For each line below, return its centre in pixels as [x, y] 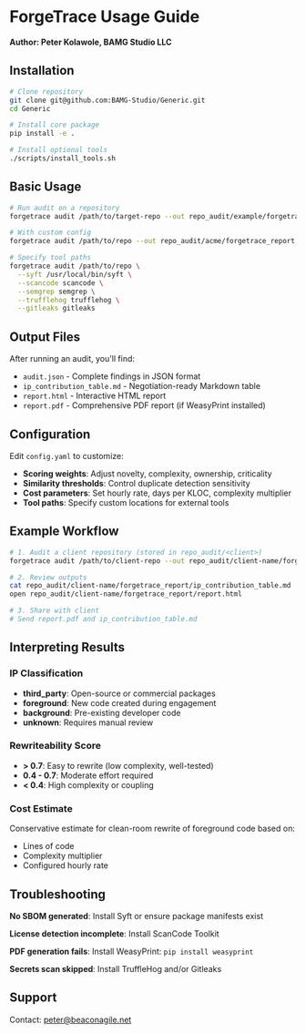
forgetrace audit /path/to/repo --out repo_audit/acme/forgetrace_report [153, 241]
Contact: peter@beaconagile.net [71, 1019]
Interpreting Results [67, 647]
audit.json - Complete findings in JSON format [112, 376]
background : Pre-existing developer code [102, 712]
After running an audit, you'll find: [72, 359]
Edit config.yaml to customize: [67, 456]
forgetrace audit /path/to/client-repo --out [97, 561]
